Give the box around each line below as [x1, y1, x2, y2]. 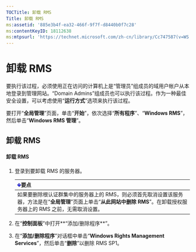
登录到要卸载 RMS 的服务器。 [14, 167, 86, 174]
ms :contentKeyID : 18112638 [6, 28, 72, 34]
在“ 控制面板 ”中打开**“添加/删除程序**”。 [14, 220, 113, 227]
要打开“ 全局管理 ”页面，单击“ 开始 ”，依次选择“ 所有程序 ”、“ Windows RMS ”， [6, 110, 188, 117]
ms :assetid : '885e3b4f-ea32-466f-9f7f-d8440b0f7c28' [6, 22, 137, 28]
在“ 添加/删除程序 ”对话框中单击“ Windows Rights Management [14, 232, 164, 239]
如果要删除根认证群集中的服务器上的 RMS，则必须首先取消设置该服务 [17, 191, 184, 198]
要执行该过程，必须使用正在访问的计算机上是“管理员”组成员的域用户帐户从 [6, 83, 185, 90]
